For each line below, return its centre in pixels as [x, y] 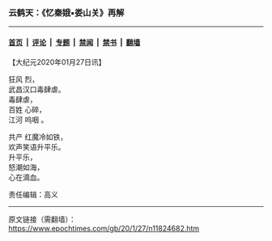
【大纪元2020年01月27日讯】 [57, 61]
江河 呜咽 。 [28, 120]
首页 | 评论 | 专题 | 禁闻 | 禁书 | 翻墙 [74, 42]
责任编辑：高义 [33, 194]
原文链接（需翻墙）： [42, 219]
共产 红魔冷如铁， [38, 137]
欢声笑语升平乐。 [37, 146]
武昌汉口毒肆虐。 [37, 89]
